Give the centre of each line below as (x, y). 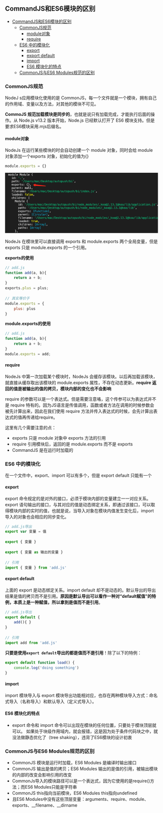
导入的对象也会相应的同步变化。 (37, 517)
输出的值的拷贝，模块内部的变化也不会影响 (69, 389)
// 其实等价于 (17, 298)
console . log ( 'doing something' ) (46, 668)
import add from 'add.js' (31, 643)
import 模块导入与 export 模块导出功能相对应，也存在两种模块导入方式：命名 (81, 695)
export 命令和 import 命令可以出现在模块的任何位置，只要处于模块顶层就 (84, 725)
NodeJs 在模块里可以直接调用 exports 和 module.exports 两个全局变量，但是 (81, 241)
